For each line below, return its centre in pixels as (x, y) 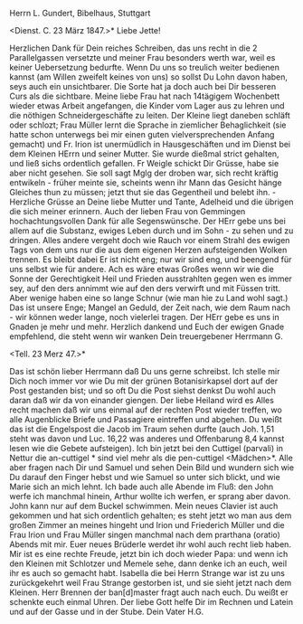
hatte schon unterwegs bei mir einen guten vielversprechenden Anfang (142, 134)
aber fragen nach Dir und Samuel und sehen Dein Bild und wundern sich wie (152, 468)
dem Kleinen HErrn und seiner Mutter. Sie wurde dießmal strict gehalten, (144, 154)
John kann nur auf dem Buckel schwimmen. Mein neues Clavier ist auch (144, 506)
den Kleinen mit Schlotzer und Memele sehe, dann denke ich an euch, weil (148, 563)
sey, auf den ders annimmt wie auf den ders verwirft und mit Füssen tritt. (145, 288)
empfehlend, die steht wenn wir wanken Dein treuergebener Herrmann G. (146, 336)
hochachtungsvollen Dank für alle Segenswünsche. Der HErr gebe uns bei (148, 221)
